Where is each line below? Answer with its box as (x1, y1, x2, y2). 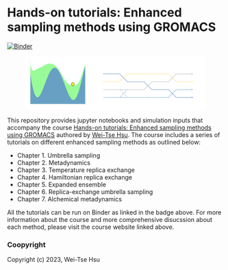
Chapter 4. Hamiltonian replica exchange (16, 173, 132, 181)
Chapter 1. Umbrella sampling (16, 151, 101, 159)
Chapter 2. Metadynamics (16, 158, 91, 167)
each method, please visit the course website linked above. (7, 223, 175, 231)
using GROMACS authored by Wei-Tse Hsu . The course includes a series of (7, 130, 220, 138)
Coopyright (7, 240, 46, 249)
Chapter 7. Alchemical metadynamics (16, 195, 122, 203)
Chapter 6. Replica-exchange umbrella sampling (16, 187, 153, 196)
